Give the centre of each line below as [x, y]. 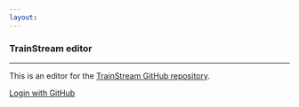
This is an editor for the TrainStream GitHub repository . [110, 75]
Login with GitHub [42, 93]
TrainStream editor [51, 48]
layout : [24, 17]
